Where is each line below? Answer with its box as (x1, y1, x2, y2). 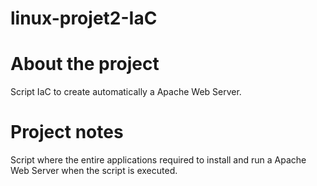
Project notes (10, 121, 124, 144)
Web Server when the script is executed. (10, 165, 178, 177)
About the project (10, 53, 160, 76)
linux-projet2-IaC (10, 7, 158, 30)
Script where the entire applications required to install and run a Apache (10, 154, 307, 166)
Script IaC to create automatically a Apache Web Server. (10, 86, 242, 98)
